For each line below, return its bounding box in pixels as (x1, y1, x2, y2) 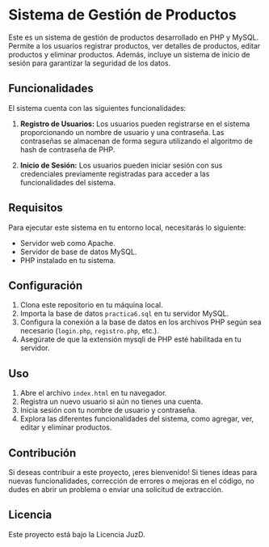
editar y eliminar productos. (19, 422, 112, 432)
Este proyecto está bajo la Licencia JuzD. (8, 529, 145, 539)
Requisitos (8, 201, 63, 215)
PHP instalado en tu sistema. (19, 255, 116, 265)
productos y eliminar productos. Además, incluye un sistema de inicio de (8, 49, 250, 59)
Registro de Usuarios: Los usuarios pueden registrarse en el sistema (19, 119, 250, 129)
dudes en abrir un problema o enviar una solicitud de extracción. (8, 485, 224, 494)
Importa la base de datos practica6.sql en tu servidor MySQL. (19, 309, 229, 319)
